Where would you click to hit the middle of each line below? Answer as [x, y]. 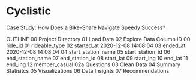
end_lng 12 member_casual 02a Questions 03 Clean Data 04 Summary [94, 64]
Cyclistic [28, 11]
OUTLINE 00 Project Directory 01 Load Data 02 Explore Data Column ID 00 [98, 39]
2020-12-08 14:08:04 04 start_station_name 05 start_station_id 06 [88, 51]
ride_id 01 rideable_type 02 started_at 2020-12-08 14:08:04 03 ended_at [96, 45]
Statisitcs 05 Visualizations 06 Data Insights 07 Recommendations [88, 70]
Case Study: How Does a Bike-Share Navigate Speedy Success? [86, 27]
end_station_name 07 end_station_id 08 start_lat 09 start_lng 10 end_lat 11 [97, 58]
